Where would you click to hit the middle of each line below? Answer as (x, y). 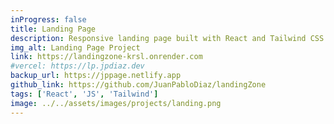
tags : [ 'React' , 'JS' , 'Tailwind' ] (84, 94)
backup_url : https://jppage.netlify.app (96, 76)
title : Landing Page (53, 29)
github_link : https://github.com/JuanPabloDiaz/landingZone (138, 85)
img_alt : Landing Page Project (75, 47)
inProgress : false (48, 19)
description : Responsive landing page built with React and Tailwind (158, 38)
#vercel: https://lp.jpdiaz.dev (77, 66)
